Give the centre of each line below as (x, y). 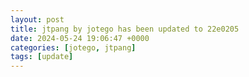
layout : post (37, 19)
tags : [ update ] (42, 57)
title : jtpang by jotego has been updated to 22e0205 (125, 29)
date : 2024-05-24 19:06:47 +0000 (80, 38)
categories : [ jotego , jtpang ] (73, 47)
